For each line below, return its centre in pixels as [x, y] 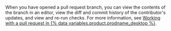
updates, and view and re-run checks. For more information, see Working [83, 18]
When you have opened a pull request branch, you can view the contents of [85, 7]
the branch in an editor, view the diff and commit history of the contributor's [85, 12]
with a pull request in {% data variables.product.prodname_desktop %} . [81, 23]
